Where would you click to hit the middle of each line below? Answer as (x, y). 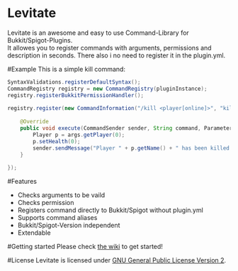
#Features (22, 182)
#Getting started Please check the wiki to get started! (85, 247)
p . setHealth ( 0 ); (57, 141)
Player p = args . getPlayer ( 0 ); (79, 135)
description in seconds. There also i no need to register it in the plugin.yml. (117, 55)
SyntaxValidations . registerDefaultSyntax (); (74, 82)
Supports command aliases (57, 218)
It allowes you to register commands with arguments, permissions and (109, 48)
